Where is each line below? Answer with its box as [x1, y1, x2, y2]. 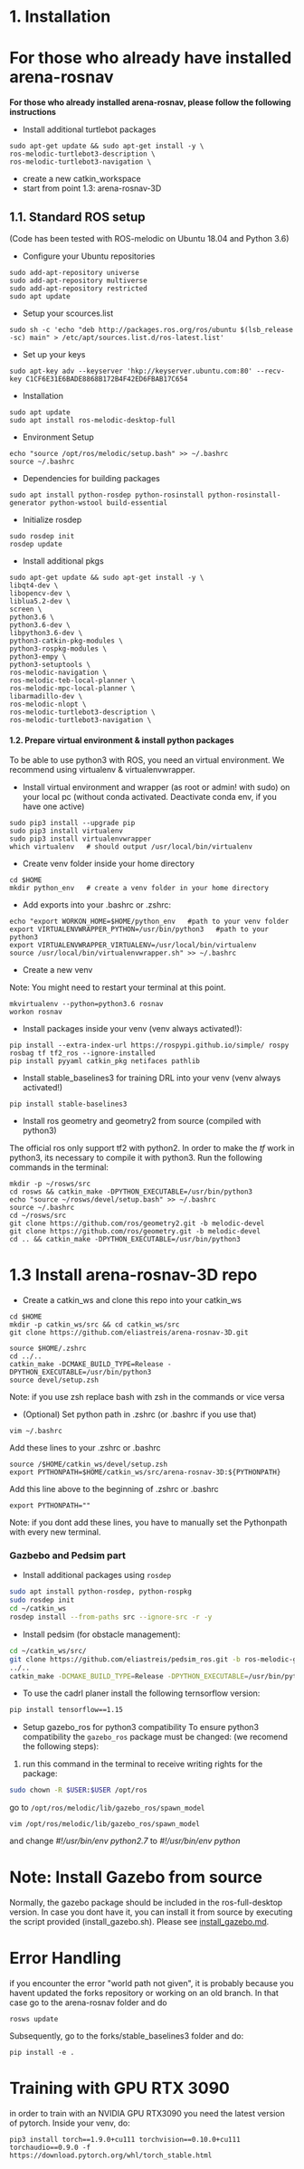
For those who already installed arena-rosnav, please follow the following [9, 97, 291, 108]
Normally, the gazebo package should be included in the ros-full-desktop [9, 1898, 283, 1908]
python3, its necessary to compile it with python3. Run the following [9, 1152, 262, 1164]
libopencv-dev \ [9, 588, 71, 598]
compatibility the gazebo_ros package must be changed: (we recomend [22, 1731, 288, 1743]
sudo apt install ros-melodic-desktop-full [9, 415, 176, 424]
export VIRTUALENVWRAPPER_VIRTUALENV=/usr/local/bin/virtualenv [9, 941, 257, 950]
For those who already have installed [9, 48, 292, 69]
